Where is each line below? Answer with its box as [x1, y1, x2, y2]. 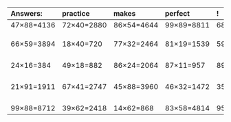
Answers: [10, 9, 43, 18]
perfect [164, 9, 190, 18]
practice [61, 9, 90, 18]
